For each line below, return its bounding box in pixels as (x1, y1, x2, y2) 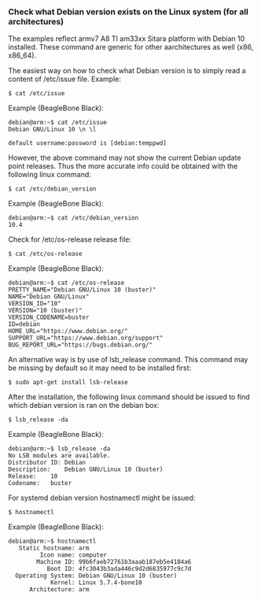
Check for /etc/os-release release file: (8, 235, 132, 244)
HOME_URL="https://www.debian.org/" (8, 328, 128, 335)
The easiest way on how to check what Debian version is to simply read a (8, 66, 246, 76)
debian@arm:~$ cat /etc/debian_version (8, 214, 139, 222)
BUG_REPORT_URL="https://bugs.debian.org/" (8, 341, 153, 349)
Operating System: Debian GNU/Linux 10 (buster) (15, 572, 178, 580)
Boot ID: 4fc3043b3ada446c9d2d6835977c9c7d (46, 565, 192, 573)
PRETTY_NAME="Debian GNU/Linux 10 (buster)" (8, 286, 156, 294)
